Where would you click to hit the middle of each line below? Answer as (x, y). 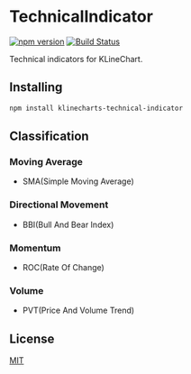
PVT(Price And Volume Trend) (78, 310)
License (32, 338)
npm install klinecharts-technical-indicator (96, 108)
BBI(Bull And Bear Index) (68, 224)
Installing (36, 87)
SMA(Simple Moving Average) (78, 181)
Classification (49, 137)
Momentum (35, 248)
